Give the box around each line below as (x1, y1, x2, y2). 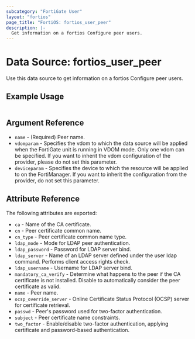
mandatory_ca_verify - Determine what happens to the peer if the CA (14, 270, 181, 278)
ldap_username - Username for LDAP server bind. (14, 264, 133, 271)
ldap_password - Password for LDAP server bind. (14, 245, 132, 252)
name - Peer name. (14, 289, 59, 296)
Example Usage (6, 92, 64, 102)
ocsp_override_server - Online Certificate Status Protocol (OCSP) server (14, 295, 190, 302)
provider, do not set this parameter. (14, 177, 100, 184)
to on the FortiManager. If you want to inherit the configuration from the (14, 171, 187, 178)
